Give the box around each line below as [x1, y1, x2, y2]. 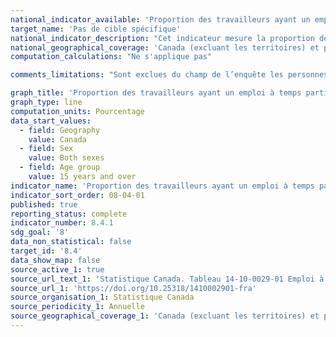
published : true [10, 199, 78, 210]
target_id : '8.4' [10, 246, 83, 256]
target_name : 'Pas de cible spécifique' [10, 24, 182, 34]
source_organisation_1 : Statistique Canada [10, 292, 195, 303]
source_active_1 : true [10, 264, 105, 275]
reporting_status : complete [10, 209, 128, 219]
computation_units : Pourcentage [10, 106, 145, 116]
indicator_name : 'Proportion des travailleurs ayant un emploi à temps [10, 181, 315, 191]
